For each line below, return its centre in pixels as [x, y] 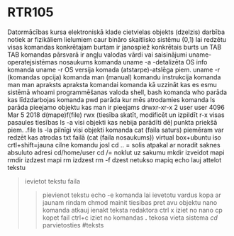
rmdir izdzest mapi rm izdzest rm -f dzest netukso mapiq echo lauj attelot [115, 159]
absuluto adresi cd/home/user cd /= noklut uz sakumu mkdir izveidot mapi [116, 152]
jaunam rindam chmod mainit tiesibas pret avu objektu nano [130, 202]
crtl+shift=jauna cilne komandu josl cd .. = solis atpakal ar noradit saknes [114, 145]
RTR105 [30, 12]
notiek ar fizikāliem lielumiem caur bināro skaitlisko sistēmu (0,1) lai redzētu [117, 39]
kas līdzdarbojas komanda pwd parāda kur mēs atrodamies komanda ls [111, 99]
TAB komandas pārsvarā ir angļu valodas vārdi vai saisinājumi [97, 55]
